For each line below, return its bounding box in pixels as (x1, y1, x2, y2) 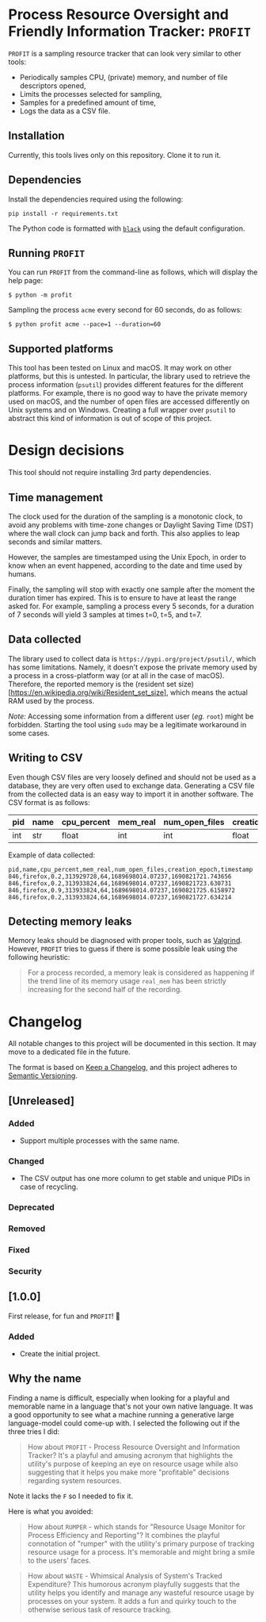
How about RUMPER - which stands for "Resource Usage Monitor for (27, 1521, 245, 1532)
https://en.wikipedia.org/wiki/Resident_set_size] (10, 688, 167, 697)
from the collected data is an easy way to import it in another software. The (8, 789, 254, 799)
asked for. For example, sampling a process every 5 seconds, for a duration (8, 601, 255, 611)
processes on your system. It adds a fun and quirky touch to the (27, 1596, 237, 1605)
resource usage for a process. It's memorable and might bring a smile (27, 1547, 256, 1556)
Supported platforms (8, 342, 113, 355)
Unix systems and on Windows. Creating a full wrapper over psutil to (8, 405, 236, 415)
